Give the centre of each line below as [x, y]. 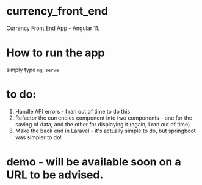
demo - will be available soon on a [94, 162]
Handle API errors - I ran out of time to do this [73, 111]
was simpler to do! [38, 137]
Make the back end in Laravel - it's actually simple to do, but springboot [106, 131]
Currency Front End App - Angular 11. [53, 28]
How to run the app [56, 53]
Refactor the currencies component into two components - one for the [103, 118]
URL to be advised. [55, 175]
